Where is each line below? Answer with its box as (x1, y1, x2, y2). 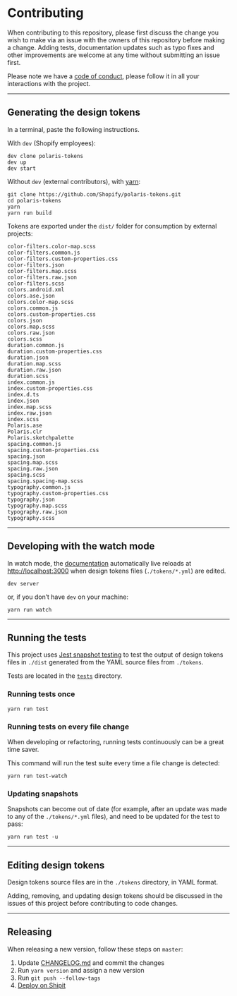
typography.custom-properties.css (7, 490, 109, 497)
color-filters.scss (7, 280, 65, 287)
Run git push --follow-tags (17, 973, 101, 982)
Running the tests (7, 631, 87, 643)
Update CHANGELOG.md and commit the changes (17, 958, 164, 967)
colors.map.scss (7, 323, 55, 330)
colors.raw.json (7, 329, 55, 336)
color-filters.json (7, 261, 65, 269)
